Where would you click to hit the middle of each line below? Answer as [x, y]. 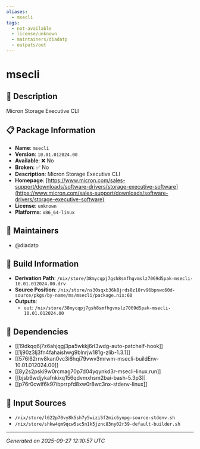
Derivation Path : [35, 278]
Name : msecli [32, 147]
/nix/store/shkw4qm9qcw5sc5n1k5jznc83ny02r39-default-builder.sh [97, 424]
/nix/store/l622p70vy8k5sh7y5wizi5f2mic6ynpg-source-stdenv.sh [95, 418]
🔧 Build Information [43, 264]
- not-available [32, 28]
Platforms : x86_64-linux [45, 212]
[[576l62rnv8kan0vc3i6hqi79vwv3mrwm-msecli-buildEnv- [87, 359]
